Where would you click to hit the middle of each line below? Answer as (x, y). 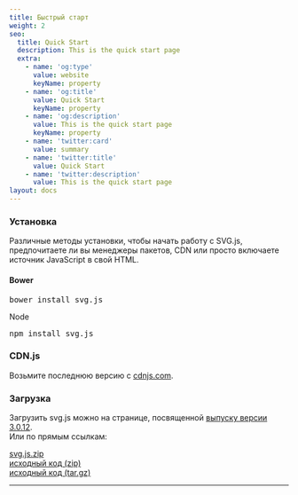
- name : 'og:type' (59, 67)
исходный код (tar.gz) (50, 473)
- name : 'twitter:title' (71, 157)
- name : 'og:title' (61, 91)
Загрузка (30, 398)
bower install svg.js (56, 299)
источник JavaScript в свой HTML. (74, 260)
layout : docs (33, 191)
